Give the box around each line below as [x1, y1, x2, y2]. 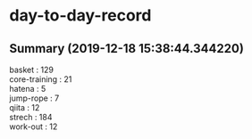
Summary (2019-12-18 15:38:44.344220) [9, 41, 244, 56]
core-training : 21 [9, 74, 72, 85]
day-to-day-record [9, 5, 152, 26]
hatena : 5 [9, 84, 46, 94]
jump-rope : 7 [9, 93, 60, 103]
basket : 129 [9, 64, 54, 75]
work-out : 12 [9, 121, 58, 132]
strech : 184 [9, 112, 53, 122]
